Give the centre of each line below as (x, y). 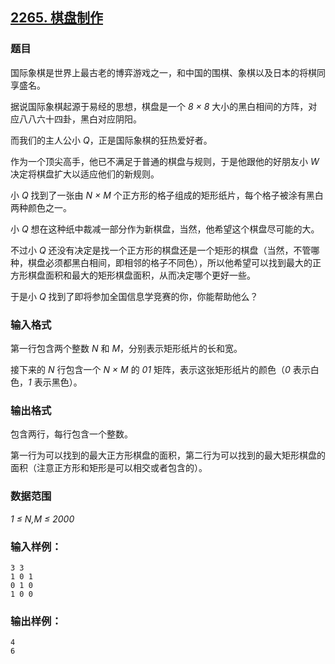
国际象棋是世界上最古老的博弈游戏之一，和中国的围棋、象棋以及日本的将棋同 (168, 72)
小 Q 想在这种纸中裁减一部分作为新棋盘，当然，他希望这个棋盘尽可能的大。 (165, 229)
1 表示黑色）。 (55, 382)
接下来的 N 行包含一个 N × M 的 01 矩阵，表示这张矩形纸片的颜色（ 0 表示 (160, 369)
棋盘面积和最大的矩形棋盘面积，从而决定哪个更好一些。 (141, 275)
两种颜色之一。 (41, 207)
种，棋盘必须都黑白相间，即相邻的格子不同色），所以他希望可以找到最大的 (161, 262)
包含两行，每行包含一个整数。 (71, 434)
